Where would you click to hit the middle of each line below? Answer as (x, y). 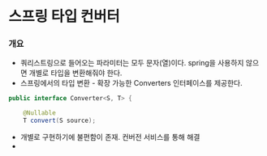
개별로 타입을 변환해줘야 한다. (75, 73)
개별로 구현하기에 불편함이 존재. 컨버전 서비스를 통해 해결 (110, 137)
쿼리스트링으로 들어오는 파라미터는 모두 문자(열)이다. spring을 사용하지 (132, 63)
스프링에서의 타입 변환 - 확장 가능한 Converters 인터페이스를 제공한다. (131, 83)
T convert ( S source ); (59, 121)
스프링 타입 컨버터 (64, 17)
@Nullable (40, 113)
